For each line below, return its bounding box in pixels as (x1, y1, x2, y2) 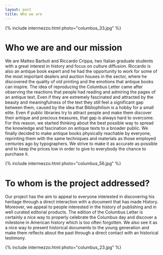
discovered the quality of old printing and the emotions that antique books (5, 79, 154, 85)
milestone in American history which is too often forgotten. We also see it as (5, 219, 158, 225)
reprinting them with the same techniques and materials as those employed (5, 136, 156, 142)
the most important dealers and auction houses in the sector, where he (5, 73, 147, 79)
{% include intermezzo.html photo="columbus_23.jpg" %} (5, 244, 122, 251)
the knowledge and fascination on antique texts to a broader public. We (5, 125, 148, 131)
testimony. (5, 235, 26, 241)
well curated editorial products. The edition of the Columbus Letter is (5, 209, 143, 215)
